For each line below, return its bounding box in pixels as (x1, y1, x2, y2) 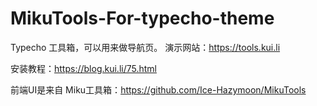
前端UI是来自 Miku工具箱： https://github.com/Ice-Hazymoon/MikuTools (10, 83, 307, 96)
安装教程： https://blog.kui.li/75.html (10, 62, 157, 74)
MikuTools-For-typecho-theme (10, 7, 275, 30)
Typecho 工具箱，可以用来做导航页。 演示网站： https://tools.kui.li (10, 41, 281, 53)
